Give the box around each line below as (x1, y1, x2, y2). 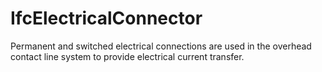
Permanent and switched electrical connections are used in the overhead (10, 40, 312, 52)
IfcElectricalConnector (10, 7, 203, 30)
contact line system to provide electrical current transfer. (10, 50, 245, 62)
